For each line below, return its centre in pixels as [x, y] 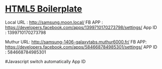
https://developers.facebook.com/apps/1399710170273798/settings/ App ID [81, 27]
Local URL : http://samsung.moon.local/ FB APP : [54, 22]
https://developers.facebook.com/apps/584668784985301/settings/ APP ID [81, 47]
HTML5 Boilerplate [44, 9]
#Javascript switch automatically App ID [45, 61]
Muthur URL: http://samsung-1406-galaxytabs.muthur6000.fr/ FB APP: [76, 41]
